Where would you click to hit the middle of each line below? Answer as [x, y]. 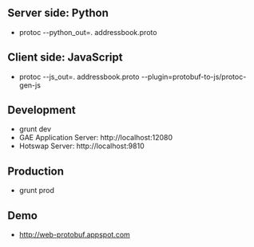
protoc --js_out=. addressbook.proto [79, 76]
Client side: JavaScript [65, 58]
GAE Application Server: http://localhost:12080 [96, 138]
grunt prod [37, 190]
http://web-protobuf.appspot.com [75, 235]
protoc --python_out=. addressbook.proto [88, 32]
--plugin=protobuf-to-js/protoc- [194, 76]
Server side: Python [58, 13]
